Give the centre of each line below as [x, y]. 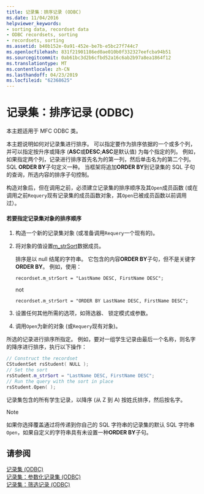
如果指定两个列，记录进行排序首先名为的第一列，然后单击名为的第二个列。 [100, 160]
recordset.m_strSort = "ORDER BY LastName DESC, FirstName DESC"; [102, 301]
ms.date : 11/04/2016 [33, 18]
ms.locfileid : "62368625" [39, 80]
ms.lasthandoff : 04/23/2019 [42, 75]
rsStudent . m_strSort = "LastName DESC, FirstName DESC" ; [81, 376]
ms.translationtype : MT [37, 63]
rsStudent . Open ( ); [31, 387]
